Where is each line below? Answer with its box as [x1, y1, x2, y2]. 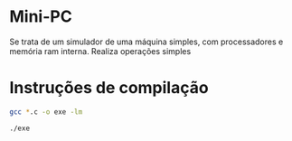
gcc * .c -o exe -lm [9, 107, 83, 117]
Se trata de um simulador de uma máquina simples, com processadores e [9, 36, 284, 47]
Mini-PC [9, 6, 72, 27]
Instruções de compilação [9, 78, 210, 99]
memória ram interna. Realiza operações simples [9, 45, 192, 56]
